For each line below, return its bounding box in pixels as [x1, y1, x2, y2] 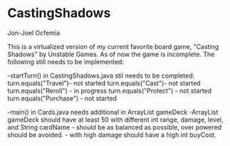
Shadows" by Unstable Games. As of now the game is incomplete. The [7, 50, 215, 58]
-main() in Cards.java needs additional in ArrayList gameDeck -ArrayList [7, 108, 219, 116]
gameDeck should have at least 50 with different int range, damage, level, [7, 115, 224, 124]
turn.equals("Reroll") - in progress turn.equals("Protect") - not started [7, 86, 212, 95]
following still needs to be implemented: [7, 57, 125, 66]
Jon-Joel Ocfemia [7, 28, 61, 37]
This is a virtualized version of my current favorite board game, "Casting [7, 42, 219, 51]
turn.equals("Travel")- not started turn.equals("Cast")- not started [7, 78, 201, 87]
